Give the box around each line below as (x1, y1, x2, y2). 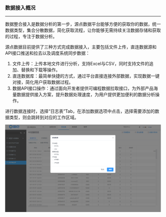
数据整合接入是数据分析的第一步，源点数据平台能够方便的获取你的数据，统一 (5, 21, 161, 27)
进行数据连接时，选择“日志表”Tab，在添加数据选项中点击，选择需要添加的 (5, 108, 155, 114)
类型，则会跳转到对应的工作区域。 (9, 115, 79, 121)
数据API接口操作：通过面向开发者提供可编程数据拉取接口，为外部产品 (12, 86, 154, 91)
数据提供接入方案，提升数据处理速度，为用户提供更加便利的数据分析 (16, 91, 156, 97)
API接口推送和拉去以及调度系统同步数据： (5, 50, 90, 56)
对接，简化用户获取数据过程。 (12, 79, 73, 85)
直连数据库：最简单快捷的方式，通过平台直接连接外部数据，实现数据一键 (12, 73, 160, 79)
